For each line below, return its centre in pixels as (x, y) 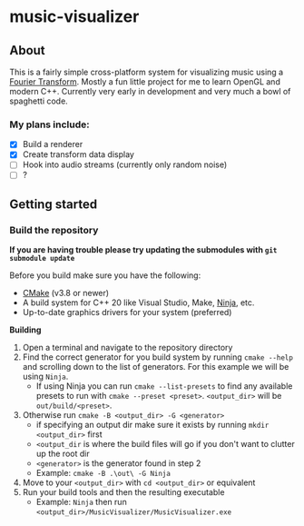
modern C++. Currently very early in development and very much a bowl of (150, 91)
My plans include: (49, 124)
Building (25, 330)
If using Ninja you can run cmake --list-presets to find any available (164, 386)
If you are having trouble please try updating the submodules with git (143, 250)
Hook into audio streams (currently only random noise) (125, 164)
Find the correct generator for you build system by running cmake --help (157, 357)
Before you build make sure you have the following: (105, 275)
